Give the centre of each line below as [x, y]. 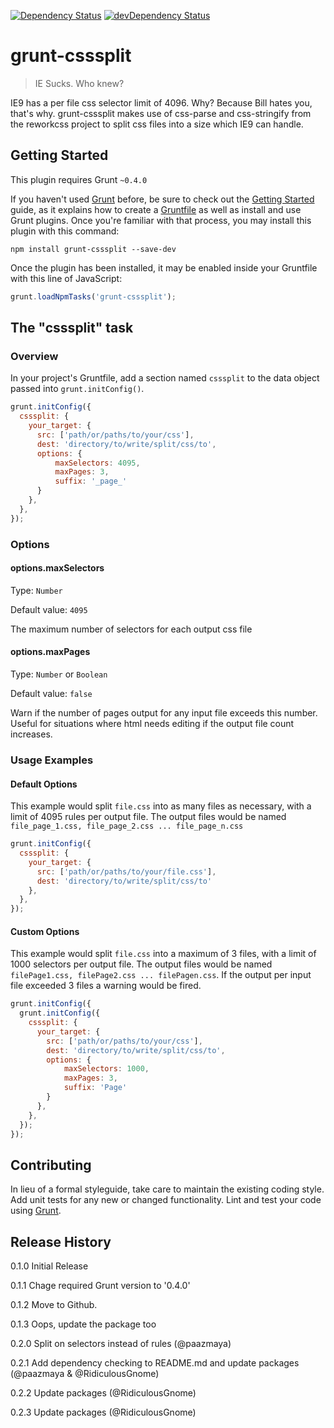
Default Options [44, 784]
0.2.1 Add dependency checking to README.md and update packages [155, 1363]
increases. [31, 734]
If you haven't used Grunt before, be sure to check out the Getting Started [162, 199]
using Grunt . [36, 1211]
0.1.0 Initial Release [49, 1266]
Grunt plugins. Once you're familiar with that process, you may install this [161, 220]
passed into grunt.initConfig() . [77, 389]
